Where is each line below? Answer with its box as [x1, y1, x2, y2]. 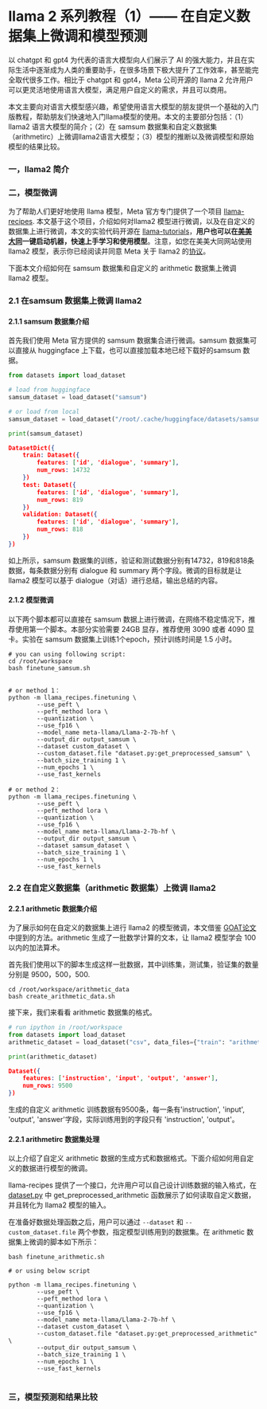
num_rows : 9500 [22, 1081, 73, 1090]
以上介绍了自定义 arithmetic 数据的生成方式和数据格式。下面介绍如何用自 [8, 1153, 247, 1164]
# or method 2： [8, 786, 61, 794]
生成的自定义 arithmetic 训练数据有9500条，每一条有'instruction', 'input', [8, 1105, 245, 1114]
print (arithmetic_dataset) [8, 1053, 98, 1061]
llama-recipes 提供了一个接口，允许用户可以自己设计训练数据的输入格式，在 [8, 1180, 257, 1190]
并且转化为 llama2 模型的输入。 [8, 1200, 111, 1210]
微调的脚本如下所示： [29, 1237, 99, 1247]
